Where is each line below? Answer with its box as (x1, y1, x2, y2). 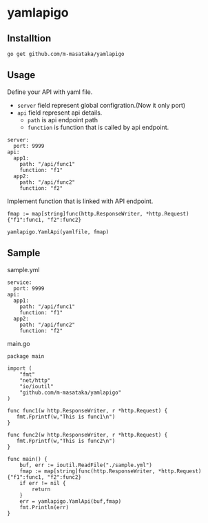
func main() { (7, 455, 48, 462)
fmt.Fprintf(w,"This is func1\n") (16, 413, 116, 420)
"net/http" (19, 377, 51, 384)
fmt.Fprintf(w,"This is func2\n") (16, 437, 116, 444)
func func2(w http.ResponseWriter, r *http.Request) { (7, 431, 168, 438)
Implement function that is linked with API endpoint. (7, 197, 154, 205)
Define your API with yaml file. (7, 88, 93, 96)
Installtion (7, 32, 52, 44)
